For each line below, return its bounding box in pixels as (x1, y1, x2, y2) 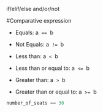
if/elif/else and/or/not (6, 6, 60, 12)
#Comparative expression (6, 17, 72, 24)
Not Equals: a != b (15, 41, 64, 48)
